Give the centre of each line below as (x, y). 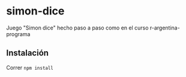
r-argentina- (165, 28)
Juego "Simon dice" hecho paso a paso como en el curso (77, 28)
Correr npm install (30, 67)
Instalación (28, 53)
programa (18, 34)
